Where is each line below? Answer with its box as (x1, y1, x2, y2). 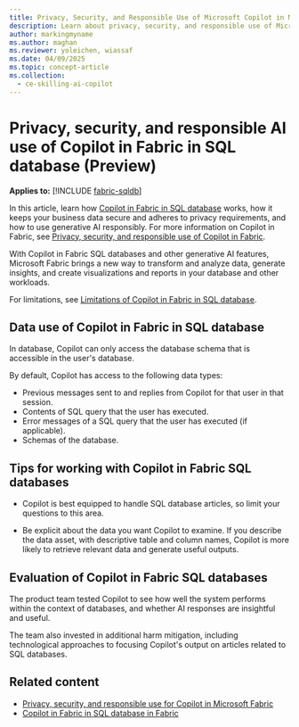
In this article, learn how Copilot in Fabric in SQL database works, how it (9, 202, 273, 213)
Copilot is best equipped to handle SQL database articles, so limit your (21, 499, 280, 509)
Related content (9, 674, 100, 690)
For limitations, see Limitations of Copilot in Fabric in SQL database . (9, 293, 257, 304)
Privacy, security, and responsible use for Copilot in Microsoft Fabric (21, 698, 274, 709)
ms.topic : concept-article (9, 63, 109, 72)
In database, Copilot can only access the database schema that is (9, 343, 251, 354)
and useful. (9, 613, 51, 623)
